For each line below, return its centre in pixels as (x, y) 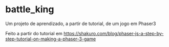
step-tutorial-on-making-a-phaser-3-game (51, 39)
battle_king (30, 9)
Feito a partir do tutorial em (34, 33)
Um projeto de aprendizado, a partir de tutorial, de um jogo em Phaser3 (81, 24)
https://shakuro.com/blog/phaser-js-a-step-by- (114, 33)
